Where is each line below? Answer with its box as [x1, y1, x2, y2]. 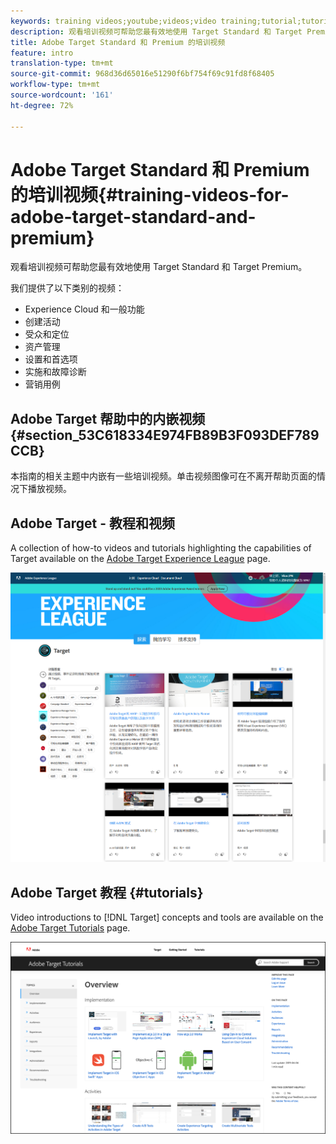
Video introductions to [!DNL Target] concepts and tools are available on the [10, 911, 324, 923]
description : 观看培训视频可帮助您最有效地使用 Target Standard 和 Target [10, 26, 303, 37]
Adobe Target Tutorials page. [10, 921, 131, 934]
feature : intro [10, 48, 74, 58]
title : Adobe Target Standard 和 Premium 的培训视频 [10, 37, 226, 47]
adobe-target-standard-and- [10, 205, 257, 228]
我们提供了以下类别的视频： [10, 282, 125, 294]
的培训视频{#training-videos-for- [10, 183, 290, 206]
